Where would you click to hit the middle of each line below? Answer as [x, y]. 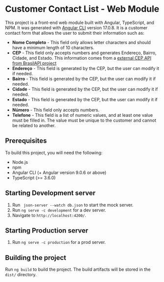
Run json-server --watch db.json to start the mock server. [73, 205]
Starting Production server [47, 230]
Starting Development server [50, 193]
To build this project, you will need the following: [54, 152]
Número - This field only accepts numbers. [56, 110]
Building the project [36, 258]
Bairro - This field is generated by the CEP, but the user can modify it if [84, 79]
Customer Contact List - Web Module [82, 9]
